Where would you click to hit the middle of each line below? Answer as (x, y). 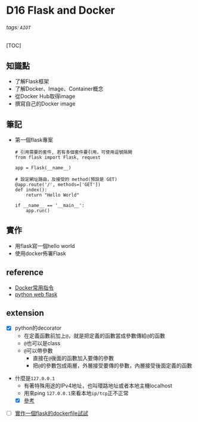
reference (25, 273)
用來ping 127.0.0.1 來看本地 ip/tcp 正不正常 (76, 393)
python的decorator (38, 328)
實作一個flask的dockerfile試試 (51, 413)
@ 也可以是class (42, 343)
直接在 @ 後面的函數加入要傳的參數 (73, 358)
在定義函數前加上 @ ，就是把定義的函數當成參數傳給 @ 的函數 (94, 336)
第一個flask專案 (34, 140)
